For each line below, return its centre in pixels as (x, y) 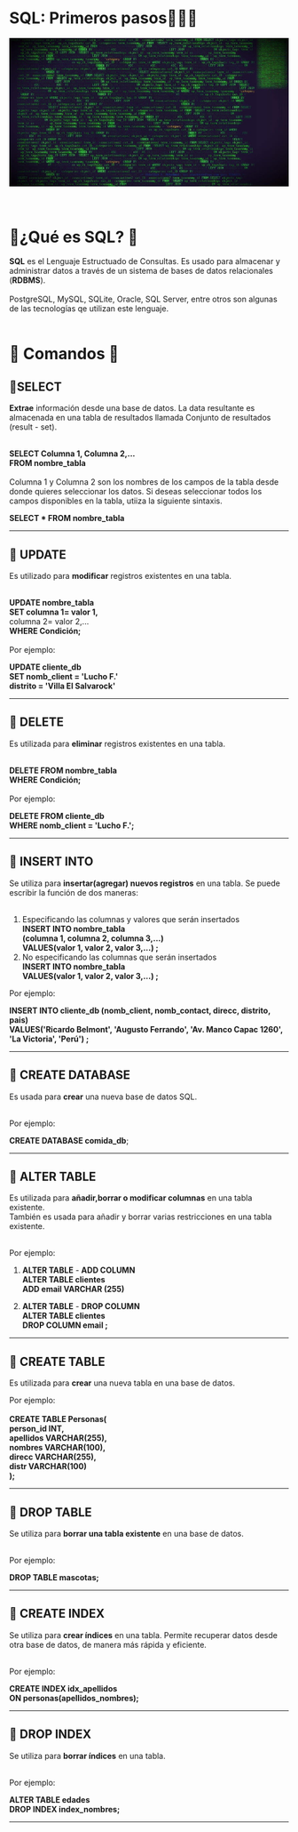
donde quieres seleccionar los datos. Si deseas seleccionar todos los (136, 492)
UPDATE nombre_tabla (52, 603)
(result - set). (33, 427)
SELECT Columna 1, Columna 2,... (72, 454)
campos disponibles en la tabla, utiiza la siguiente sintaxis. (116, 501)
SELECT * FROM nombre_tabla (67, 518)
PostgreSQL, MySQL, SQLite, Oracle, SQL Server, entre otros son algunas (143, 299)
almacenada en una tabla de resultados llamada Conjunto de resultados (140, 418)
